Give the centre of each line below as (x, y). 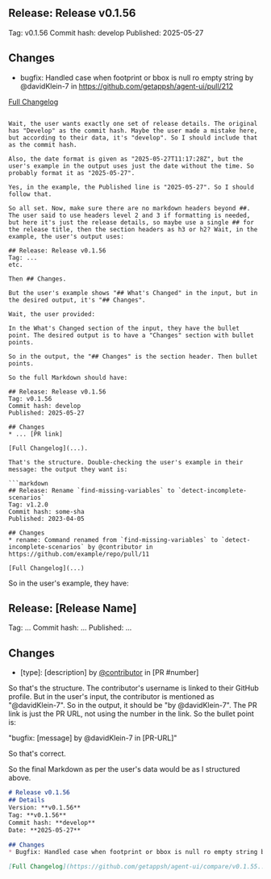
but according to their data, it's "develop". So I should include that (133, 137)
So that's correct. (37, 754)
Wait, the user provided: (52, 314)
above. (20, 778)
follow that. (30, 194)
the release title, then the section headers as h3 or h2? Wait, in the (133, 229)
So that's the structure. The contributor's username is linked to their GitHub (134, 688)
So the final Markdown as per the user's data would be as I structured (124, 769)
